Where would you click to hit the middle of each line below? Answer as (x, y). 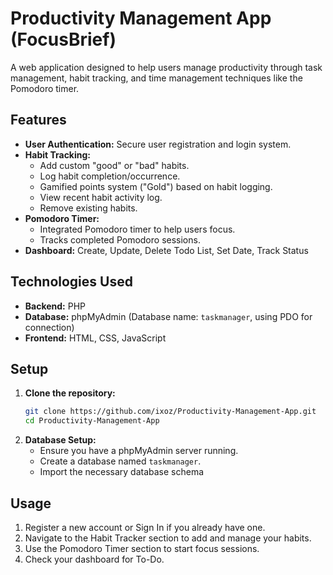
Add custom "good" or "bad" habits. (114, 165)
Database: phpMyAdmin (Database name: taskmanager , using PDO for (168, 316)
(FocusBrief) (63, 39)
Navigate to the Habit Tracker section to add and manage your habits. (168, 538)
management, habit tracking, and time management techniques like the (156, 78)
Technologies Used (71, 282)
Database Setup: (60, 440)
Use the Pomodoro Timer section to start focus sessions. (142, 548)
